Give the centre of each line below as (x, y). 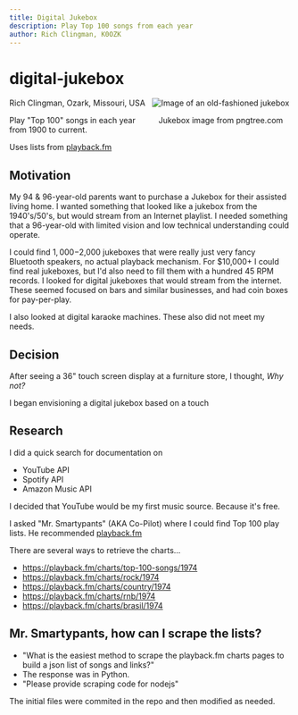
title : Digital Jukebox (54, 17)
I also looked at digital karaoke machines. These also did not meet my (137, 317)
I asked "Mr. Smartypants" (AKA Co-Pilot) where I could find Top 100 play (144, 523)
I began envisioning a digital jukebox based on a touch (109, 402)
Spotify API (43, 479)
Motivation (40, 175)
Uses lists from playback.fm (61, 147)
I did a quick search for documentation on (86, 452)
